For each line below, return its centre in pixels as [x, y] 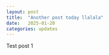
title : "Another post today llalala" [55, 18]
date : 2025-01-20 [31, 23]
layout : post [23, 12]
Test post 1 [20, 46]
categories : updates [32, 29]
